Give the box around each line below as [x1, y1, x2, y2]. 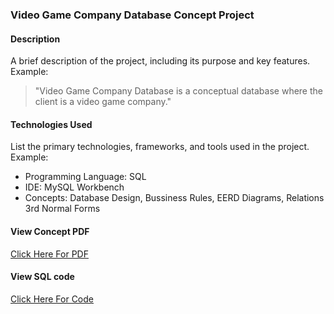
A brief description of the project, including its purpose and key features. [10, 55, 311, 67]
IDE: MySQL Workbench [24, 181, 125, 193]
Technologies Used [10, 118, 93, 130]
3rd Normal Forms [24, 203, 101, 215]
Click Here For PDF [10, 248, 89, 260]
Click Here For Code [10, 293, 94, 305]
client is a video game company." [34, 96, 172, 108]
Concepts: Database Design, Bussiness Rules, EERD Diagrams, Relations [24, 192, 325, 204]
